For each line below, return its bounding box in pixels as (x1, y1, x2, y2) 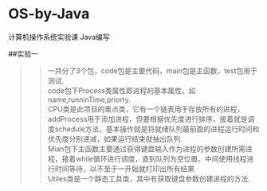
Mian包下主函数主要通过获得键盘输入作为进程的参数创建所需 (47, 144, 245, 154)
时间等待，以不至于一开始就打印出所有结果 (54, 164, 195, 173)
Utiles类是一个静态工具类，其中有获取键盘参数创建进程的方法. (47, 173, 250, 183)
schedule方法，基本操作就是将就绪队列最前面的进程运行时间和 (54, 124, 260, 134)
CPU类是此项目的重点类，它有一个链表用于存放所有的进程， (47, 104, 245, 114)
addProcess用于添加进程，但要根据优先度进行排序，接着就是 (47, 114, 248, 123)
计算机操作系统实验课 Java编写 (8, 32, 110, 41)
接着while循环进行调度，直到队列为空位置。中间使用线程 (61, 154, 247, 163)
